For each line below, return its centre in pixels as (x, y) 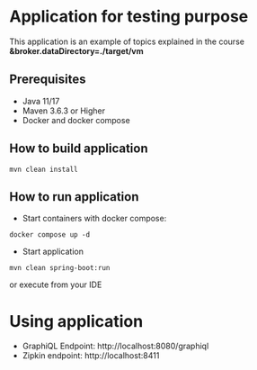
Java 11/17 (41, 101)
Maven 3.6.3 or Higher (64, 111)
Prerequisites (48, 80)
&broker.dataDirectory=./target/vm (76, 50)
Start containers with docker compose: (94, 219)
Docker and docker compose (76, 120)
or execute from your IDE (56, 284)
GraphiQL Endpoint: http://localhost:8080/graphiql (115, 346)
